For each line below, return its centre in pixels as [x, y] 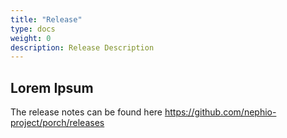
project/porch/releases [57, 123]
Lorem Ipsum [52, 87]
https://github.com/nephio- [220, 112]
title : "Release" [46, 19]
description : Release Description [82, 47]
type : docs [33, 29]
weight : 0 [31, 38]
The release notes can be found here [86, 112]
